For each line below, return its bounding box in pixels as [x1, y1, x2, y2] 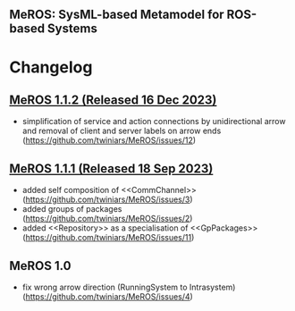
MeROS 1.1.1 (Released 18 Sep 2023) [9, 161, 214, 176]
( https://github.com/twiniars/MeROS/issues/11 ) [21, 232, 195, 243]
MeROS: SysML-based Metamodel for [9, 7, 225, 22]
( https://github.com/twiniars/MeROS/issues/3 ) [21, 194, 194, 205]
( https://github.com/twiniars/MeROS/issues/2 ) [21, 214, 193, 224]
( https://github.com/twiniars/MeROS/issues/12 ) [21, 135, 197, 146]
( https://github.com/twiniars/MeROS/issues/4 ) [21, 291, 194, 302]
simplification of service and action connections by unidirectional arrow [21, 116, 286, 127]
